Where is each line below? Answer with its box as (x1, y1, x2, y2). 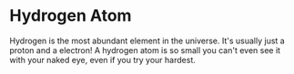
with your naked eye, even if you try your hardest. (9, 54, 196, 65)
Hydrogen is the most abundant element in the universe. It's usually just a (9, 35, 285, 46)
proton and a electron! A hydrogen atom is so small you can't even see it (9, 44, 280, 55)
